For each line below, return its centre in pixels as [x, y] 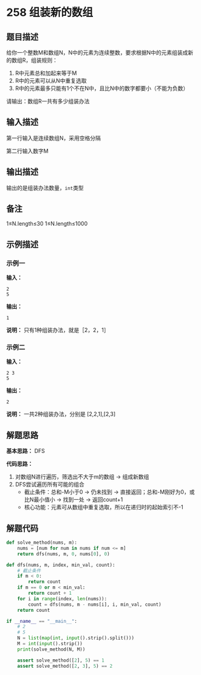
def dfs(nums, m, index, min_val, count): [61, 565]
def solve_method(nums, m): [42, 543]
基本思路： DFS [26, 451]
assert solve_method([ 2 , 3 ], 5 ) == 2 [65, 666]
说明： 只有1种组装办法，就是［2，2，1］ [58, 330]
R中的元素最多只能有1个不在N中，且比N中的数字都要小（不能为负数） [102, 88]
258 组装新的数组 [49, 12]
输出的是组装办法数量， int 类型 [45, 188]
